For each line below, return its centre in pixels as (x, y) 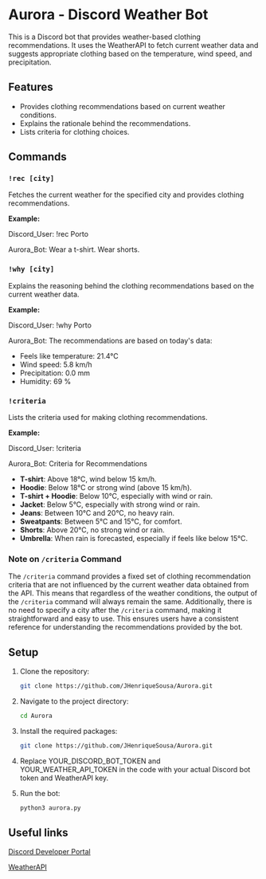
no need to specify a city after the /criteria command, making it (115, 610)
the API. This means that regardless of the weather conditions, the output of (133, 593)
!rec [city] (31, 179)
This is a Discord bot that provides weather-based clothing (105, 37)
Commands (38, 157)
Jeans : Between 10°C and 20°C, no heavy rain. (97, 513)
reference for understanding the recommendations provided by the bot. (125, 627)
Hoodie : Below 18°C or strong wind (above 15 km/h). (106, 488)
